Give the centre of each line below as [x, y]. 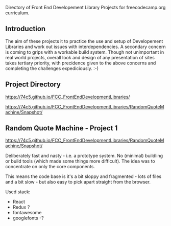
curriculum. [17, 13]
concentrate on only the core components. [50, 167]
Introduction [26, 29]
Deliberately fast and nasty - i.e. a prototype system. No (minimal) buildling [84, 156]
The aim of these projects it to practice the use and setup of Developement [84, 41]
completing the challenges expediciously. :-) [52, 68]
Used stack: [18, 192]
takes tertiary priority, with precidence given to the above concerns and [81, 63]
